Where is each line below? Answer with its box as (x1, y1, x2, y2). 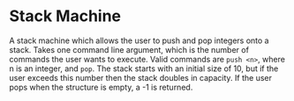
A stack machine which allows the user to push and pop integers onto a (9, 35, 269, 46)
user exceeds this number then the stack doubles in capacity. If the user (9, 72, 272, 83)
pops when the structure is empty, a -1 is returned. (9, 82, 193, 92)
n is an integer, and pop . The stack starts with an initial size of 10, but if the (9, 63, 279, 74)
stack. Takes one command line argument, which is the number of (9, 44, 250, 54)
